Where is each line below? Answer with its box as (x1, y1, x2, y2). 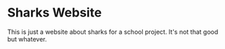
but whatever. (7, 35, 47, 43)
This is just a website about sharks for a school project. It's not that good (7, 28, 219, 36)
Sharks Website (7, 5, 102, 21)
